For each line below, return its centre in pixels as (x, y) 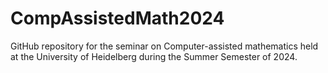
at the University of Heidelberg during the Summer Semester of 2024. (154, 56)
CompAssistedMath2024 (117, 18)
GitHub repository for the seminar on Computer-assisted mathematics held (164, 46)
